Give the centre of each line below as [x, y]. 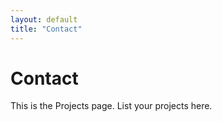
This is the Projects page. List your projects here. [111, 106]
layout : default [44, 19]
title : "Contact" [46, 29]
